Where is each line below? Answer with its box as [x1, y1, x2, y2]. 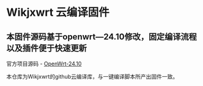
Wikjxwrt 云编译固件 [6, 5, 110, 19]
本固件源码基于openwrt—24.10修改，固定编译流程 [6, 31, 197, 42]
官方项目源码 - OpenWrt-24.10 [6, 60, 82, 67]
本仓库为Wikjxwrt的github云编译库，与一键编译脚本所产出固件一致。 [6, 73, 179, 80]
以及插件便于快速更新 [6, 43, 87, 53]
